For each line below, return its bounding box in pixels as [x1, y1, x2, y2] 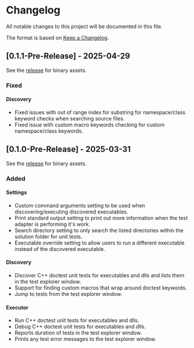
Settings [6, 189, 27, 196]
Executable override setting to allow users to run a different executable [14, 239, 185, 246]
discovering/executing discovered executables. [14, 208, 128, 215]
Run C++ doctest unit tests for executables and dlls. [14, 317, 140, 324]
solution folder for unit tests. [14, 233, 83, 240]
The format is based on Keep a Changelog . [6, 34, 109, 41]
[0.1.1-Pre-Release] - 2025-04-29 [6, 51, 130, 61]
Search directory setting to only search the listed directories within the [14, 226, 184, 234]
